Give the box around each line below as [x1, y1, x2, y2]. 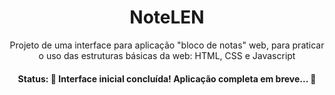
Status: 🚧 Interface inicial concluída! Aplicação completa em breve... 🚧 [17, 72, 317, 85]
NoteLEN [129, 6, 205, 29]
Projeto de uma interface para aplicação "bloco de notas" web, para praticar [9, 39, 325, 51]
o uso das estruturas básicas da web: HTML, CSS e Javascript [38, 49, 296, 61]
